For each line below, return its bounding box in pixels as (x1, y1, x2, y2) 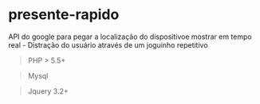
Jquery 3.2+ (27, 86, 69, 96)
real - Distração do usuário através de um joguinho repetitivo (8, 40, 209, 49)
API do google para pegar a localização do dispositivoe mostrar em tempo (8, 32, 253, 41)
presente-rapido (8, 6, 120, 24)
